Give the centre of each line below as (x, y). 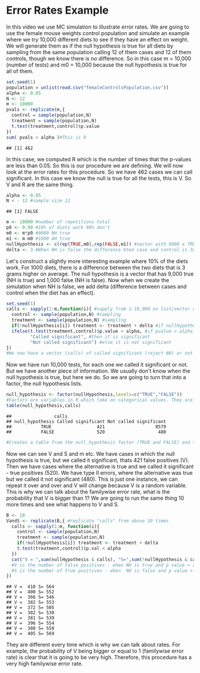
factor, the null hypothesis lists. (44, 384)
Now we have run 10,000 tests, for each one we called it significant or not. (97, 365)
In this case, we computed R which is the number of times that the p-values (99, 159)
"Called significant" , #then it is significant (90, 337)
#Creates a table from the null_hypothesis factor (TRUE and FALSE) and (98, 442)
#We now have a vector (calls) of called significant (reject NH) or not (100, 353)
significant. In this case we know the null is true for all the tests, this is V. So (99, 178)
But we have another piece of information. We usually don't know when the (98, 371)
